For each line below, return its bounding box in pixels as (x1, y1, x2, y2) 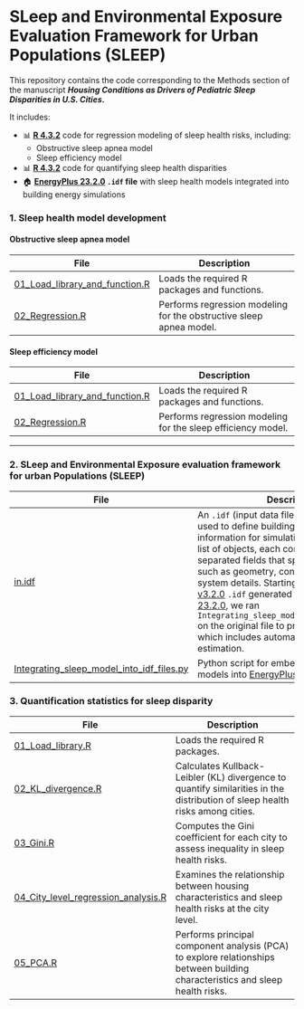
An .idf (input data (197, 509, 279, 521)
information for (197, 531, 261, 544)
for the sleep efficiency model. (158, 422, 289, 434)
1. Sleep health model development (9, 211, 167, 224)
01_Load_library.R (14, 739, 92, 752)
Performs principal (175, 928, 255, 940)
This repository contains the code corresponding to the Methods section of (9, 74, 290, 85)
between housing (175, 880, 250, 892)
